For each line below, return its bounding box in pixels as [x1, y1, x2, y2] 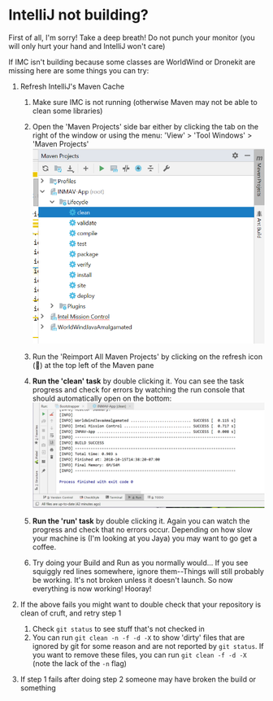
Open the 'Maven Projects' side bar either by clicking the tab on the [32, 121, 258, 131]
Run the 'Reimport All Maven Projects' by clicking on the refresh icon [32, 352, 262, 361]
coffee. [32, 542, 57, 552]
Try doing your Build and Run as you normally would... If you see [32, 558, 249, 567]
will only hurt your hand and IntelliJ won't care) [8, 41, 166, 50]
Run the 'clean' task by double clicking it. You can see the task [32, 376, 245, 386]
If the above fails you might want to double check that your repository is [19, 600, 262, 610]
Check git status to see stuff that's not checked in [32, 624, 205, 634]
